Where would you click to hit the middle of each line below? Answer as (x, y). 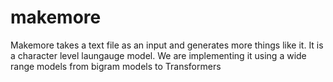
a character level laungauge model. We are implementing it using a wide (158, 55)
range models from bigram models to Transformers (116, 66)
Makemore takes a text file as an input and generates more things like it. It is (167, 45)
